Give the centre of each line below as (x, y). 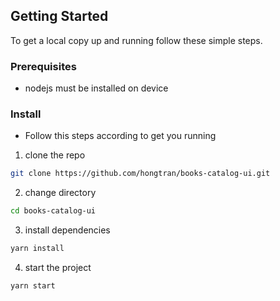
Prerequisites (43, 66)
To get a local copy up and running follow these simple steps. (136, 40)
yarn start (33, 286)
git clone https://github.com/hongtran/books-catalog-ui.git (140, 174)
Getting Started (59, 16)
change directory (60, 193)
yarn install (37, 249)
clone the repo (55, 155)
